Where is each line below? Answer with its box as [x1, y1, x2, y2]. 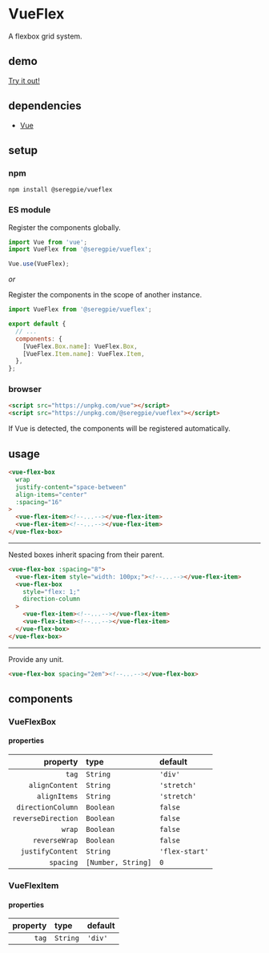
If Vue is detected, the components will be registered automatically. [8, 424, 231, 434]
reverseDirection [12, 814, 78, 823]
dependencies [8, 99, 82, 113]
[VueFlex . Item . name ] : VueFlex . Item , [22, 349, 146, 357]
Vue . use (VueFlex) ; [8, 260, 70, 269]
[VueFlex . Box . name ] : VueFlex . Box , [22, 342, 138, 350]
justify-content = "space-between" [15, 483, 127, 491]
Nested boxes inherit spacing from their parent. [8, 550, 165, 559]
